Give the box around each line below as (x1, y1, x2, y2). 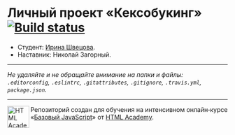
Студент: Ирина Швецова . (17, 43, 96, 51)
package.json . (7, 85, 47, 94)
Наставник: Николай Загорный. (17, 50, 112, 59)
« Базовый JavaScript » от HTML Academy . (30, 113, 154, 121)
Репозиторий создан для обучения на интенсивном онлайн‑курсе (30, 105, 228, 113)
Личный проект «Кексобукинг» (7, 5, 202, 21)
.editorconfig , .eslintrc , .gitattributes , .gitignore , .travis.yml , (7, 78, 201, 86)
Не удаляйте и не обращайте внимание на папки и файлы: (7, 70, 183, 78)
